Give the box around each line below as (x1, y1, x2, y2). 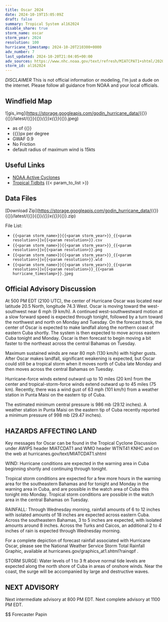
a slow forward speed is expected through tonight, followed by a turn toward (5, 314, 163, 320)
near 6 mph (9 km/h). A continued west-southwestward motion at (27, 309, 163, 315)
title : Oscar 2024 (5, 7, 43, 13)
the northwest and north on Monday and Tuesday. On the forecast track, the (5, 319, 162, 325)
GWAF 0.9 (12, 136, 34, 142)
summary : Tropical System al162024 (5, 21, 79, 27)
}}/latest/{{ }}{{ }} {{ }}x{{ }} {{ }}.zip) (8, 213, 76, 219)
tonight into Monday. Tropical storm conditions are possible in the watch (5, 492, 154, 498)
